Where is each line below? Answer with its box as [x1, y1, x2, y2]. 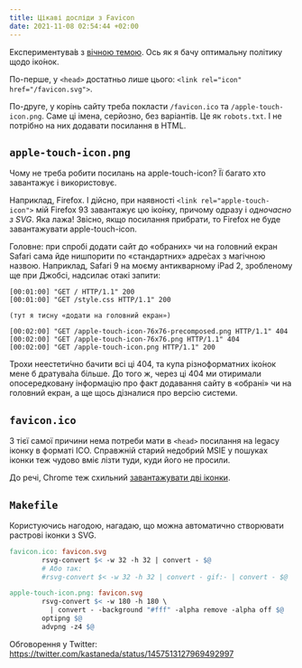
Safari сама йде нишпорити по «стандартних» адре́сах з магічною [9, 250, 266, 262]
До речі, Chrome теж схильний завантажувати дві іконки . [9, 472, 231, 484]
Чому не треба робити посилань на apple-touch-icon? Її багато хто [9, 168, 266, 179]
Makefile [9, 498, 59, 512]
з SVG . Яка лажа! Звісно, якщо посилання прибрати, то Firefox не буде [9, 214, 281, 225]
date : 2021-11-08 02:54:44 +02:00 [9, 22, 140, 31]
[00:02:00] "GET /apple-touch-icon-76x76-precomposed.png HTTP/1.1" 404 [9, 327, 288, 336]
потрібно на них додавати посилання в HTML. [9, 119, 187, 131]
